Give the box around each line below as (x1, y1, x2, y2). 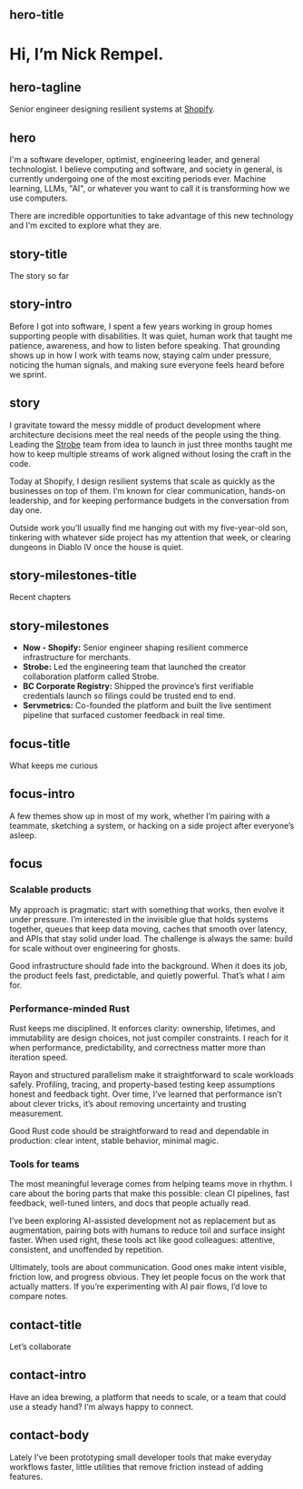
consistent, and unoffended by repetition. (9, 1244, 164, 1256)
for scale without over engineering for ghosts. (9, 942, 181, 953)
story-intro (9, 297, 73, 312)
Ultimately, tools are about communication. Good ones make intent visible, (9, 1262, 288, 1273)
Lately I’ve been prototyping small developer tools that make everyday (9, 1452, 272, 1463)
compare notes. (9, 1291, 69, 1302)
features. (9, 1471, 44, 1482)
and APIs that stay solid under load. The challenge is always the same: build (9, 932, 293, 943)
